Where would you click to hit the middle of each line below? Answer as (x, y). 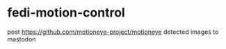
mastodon (22, 39)
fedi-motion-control (66, 13)
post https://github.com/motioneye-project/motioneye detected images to (113, 32)
